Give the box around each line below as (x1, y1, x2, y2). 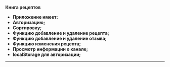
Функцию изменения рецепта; (12, 41, 81, 47)
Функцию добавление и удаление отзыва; (12, 35, 107, 41)
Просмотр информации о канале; (12, 46, 88, 52)
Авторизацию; (12, 20, 46, 25)
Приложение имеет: (12, 14, 58, 20)
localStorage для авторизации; (12, 51, 81, 57)
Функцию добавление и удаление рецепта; (12, 30, 110, 36)
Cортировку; (12, 25, 42, 31)
